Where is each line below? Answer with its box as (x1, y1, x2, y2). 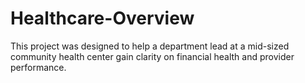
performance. (10, 61, 67, 73)
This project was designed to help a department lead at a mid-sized (10, 40, 290, 52)
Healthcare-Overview (10, 7, 195, 30)
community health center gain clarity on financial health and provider (10, 50, 295, 62)
